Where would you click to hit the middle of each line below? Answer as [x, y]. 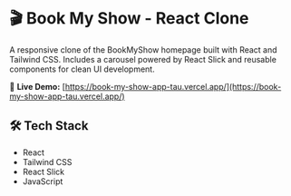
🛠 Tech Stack [49, 126]
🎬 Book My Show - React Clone [129, 19]
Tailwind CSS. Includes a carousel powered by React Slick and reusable [143, 59]
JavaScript [43, 181]
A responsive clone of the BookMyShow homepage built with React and [144, 49]
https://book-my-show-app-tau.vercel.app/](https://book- [173, 86]
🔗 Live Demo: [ [38, 86]
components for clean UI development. [82, 69]
